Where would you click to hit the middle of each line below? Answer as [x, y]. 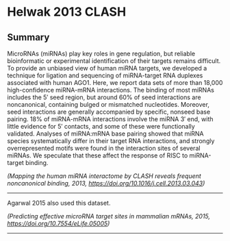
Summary [28, 37]
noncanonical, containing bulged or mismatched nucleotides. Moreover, [108, 104]
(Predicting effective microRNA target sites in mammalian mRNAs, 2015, [109, 216]
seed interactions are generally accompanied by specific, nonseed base [109, 112]
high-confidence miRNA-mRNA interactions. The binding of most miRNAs [111, 90]
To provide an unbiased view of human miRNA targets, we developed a [107, 68]
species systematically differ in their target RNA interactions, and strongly [111, 141]
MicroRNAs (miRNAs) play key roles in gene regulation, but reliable [101, 53]
